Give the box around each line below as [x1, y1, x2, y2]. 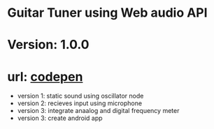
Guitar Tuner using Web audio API [7, 5, 208, 21]
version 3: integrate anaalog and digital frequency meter [17, 107, 180, 115]
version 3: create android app [17, 114, 103, 123]
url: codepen [7, 68, 83, 84]
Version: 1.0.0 [7, 37, 90, 53]
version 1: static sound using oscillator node [17, 92, 144, 100]
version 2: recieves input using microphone [17, 99, 142, 107]
